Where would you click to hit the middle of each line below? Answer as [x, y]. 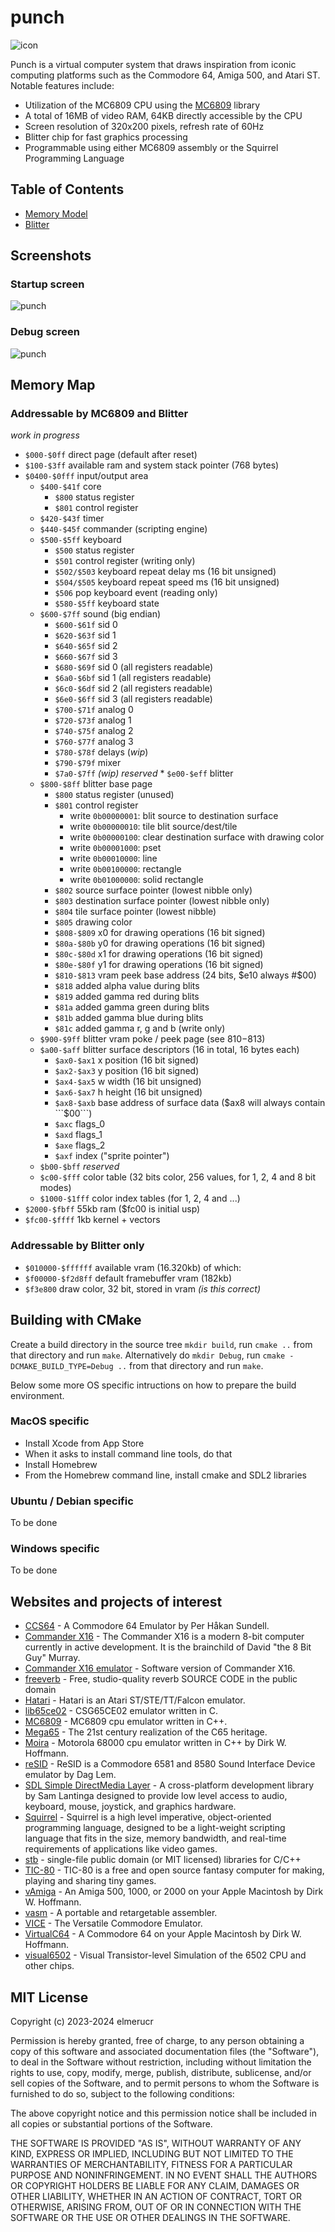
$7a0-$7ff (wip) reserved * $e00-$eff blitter [144, 773]
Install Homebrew [61, 1464]
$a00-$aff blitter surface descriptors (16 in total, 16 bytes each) [169, 1050]
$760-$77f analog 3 [94, 742]
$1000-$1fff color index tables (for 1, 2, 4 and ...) [140, 1198]
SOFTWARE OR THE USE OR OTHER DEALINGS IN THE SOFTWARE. [150, 2218]
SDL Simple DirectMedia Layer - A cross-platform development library [169, 1785]
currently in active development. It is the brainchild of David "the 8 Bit [168, 1647]
